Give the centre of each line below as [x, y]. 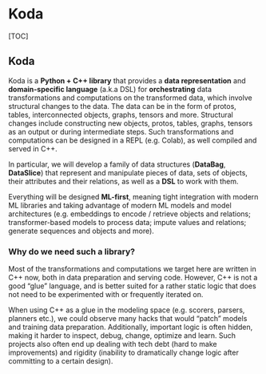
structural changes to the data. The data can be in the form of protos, [123, 106]
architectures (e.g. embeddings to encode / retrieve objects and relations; [130, 214]
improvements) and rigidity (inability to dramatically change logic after [124, 352]
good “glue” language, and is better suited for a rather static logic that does [133, 286]
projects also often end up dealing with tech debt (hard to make [113, 344]
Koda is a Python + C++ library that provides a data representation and [127, 80]
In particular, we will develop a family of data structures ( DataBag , [117, 164]
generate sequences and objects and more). [81, 231]
